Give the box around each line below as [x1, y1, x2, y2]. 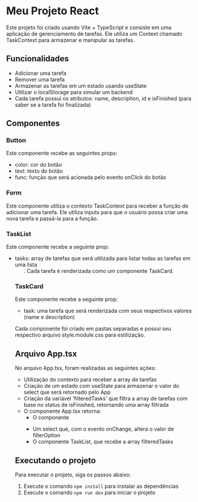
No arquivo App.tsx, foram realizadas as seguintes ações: [14, 365, 156, 372]
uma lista [14, 261, 37, 268]
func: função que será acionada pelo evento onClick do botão [14, 174, 166, 181]
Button [6, 136, 26, 145]
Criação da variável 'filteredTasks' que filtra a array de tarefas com [23, 395, 188, 402]
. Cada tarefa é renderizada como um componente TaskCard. [23, 268, 174, 275]
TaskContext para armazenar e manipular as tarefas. [6, 36, 135, 43]
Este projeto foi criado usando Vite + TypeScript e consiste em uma [6, 24, 172, 31]
